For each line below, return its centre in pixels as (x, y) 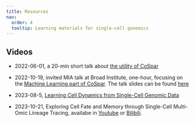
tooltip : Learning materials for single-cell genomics (80, 28)
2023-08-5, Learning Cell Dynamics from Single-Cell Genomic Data (97, 95)
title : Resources (27, 11)
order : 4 (22, 22)
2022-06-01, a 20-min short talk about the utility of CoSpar (87, 66)
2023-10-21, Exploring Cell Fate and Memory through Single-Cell (93, 107)
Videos (19, 52)
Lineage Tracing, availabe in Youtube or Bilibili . (86, 113)
